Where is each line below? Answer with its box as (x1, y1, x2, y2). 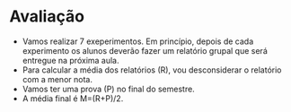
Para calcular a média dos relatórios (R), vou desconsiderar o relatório (22, 65, 282, 75)
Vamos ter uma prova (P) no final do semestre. (22, 83, 195, 94)
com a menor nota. (22, 73, 93, 84)
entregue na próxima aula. (22, 55, 119, 65)
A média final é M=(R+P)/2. (22, 92, 124, 104)
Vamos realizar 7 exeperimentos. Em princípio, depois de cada (22, 36, 254, 47)
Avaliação (9, 6, 85, 27)
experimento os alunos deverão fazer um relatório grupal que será (22, 45, 268, 56)
